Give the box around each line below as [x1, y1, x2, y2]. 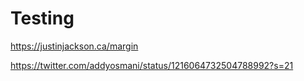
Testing [10, 7, 75, 30]
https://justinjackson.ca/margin [10, 40, 139, 52]
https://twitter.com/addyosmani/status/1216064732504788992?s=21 [10, 59, 294, 71]
